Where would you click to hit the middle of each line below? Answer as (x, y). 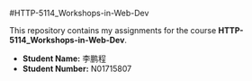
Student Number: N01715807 (77, 68)
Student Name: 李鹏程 (64, 58)
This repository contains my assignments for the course (113, 30)
